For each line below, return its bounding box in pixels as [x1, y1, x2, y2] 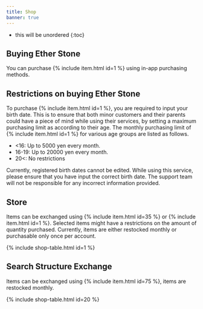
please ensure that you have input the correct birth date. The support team [6, 173, 193, 180]
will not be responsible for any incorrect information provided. [6, 180, 160, 187]
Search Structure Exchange [6, 261, 112, 272]
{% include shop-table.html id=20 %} [6, 296, 100, 303]
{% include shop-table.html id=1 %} [6, 244, 95, 251]
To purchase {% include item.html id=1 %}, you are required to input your [6, 105, 188, 112]
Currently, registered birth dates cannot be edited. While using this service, [6, 167, 193, 174]
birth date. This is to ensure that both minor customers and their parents [6, 111, 186, 119]
